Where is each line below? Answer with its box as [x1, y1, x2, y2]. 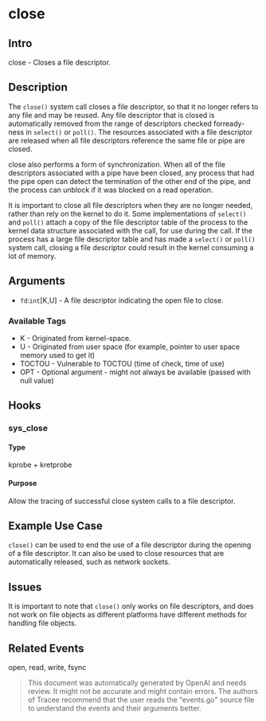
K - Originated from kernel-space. [19, 333, 131, 343]
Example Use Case [8, 519, 104, 533]
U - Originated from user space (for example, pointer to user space [19, 342, 241, 351]
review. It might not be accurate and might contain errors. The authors [27, 687, 259, 696]
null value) [19, 375, 54, 385]
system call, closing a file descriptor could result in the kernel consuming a [8, 242, 254, 252]
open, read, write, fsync [8, 663, 87, 672]
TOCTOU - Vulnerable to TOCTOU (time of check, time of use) [19, 359, 225, 368]
